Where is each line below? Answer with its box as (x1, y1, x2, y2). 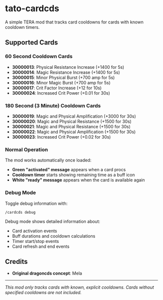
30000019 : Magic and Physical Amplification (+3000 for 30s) (12, 113, 136, 119)
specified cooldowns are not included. (5, 290, 82, 296)
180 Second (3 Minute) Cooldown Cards (5, 102, 101, 109)
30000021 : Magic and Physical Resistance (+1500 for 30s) (12, 123, 131, 129)
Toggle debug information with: (5, 200, 68, 206)
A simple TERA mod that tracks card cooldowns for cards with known (5, 19, 144, 25)
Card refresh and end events (12, 243, 69, 249)
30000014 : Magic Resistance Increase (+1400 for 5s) (12, 69, 120, 75)
